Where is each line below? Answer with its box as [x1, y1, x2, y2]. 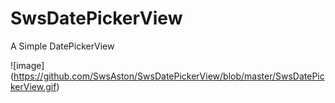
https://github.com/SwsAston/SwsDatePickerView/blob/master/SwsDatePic [13, 70, 325, 82]
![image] [10, 59, 45, 71]
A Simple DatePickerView [10, 40, 115, 52]
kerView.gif [10, 80, 57, 92]
